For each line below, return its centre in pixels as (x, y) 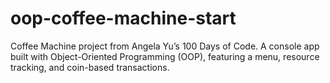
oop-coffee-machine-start (123, 18)
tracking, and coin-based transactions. (90, 67)
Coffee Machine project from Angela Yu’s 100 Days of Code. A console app (165, 46)
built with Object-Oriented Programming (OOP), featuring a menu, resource (165, 56)
